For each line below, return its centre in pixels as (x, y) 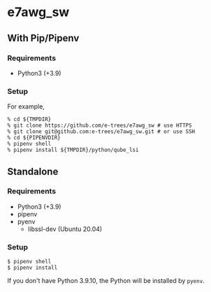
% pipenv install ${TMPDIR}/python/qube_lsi (73, 150)
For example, (26, 106)
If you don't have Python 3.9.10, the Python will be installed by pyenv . (106, 281)
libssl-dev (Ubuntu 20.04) (65, 229)
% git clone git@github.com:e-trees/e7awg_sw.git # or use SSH (101, 132)
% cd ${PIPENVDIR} (34, 138)
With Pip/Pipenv (43, 38)
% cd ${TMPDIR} (29, 120)
